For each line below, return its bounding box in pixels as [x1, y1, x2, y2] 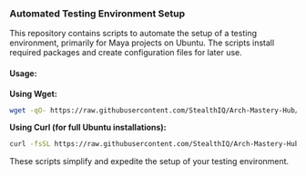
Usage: [9, 67, 38, 79]
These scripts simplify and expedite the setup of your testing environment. [9, 156, 290, 167]
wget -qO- [9, 105, 47, 115]
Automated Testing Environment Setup [9, 7, 186, 20]
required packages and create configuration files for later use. [9, 47, 243, 58]
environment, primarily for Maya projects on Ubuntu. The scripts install [9, 37, 275, 48]
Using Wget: [9, 88, 57, 99]
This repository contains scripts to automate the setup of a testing [9, 28, 258, 39]
